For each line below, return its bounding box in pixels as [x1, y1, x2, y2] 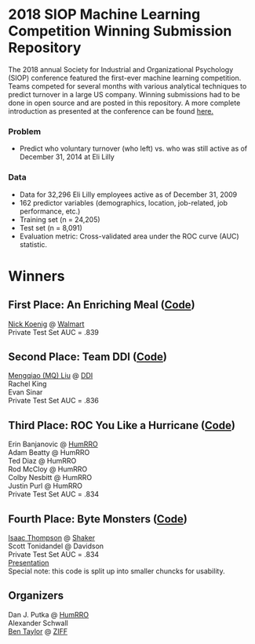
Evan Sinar [8, 387, 43, 397]
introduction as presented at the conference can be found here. [8, 106, 214, 115]
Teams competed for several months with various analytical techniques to [8, 81, 247, 91]
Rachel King [8, 379, 47, 389]
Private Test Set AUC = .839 [8, 327, 100, 337]
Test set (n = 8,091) [19, 223, 82, 232]
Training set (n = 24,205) [19, 214, 100, 224]
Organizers [8, 589, 64, 602]
